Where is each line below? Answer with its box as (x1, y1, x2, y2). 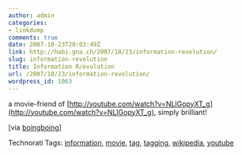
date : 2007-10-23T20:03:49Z (8, 41, 101, 49)
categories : (8, 19, 47, 27)
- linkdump (8, 26, 44, 34)
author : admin (8, 11, 55, 20)
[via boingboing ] (8, 123, 62, 132)
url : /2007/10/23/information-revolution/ (8, 70, 150, 78)
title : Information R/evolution (8, 63, 115, 71)
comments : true (8, 33, 59, 42)
